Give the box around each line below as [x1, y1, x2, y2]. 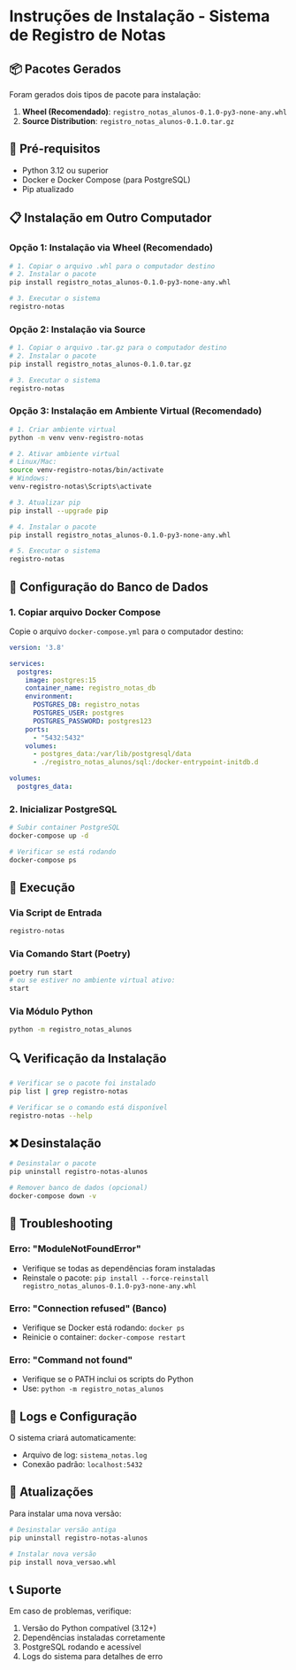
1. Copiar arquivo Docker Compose [9, 606, 162, 618]
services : [9, 659, 46, 668]
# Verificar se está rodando [9, 847, 117, 856]
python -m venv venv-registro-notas [9, 433, 144, 442]
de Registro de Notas [9, 25, 166, 45]
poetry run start [9, 968, 73, 977]
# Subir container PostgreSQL [9, 823, 121, 832]
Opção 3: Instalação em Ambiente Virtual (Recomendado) [9, 405, 262, 417]
